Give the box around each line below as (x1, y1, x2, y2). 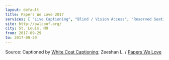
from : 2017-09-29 (5, 30, 42, 35)
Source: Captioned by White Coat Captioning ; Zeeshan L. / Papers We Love (5, 48, 162, 55)
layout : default (5, 7, 39, 12)
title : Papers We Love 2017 (5, 12, 64, 17)
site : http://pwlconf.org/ (5, 21, 62, 26)
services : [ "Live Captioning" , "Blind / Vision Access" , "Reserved (5, 16, 152, 21)
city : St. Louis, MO (5, 26, 49, 31)
